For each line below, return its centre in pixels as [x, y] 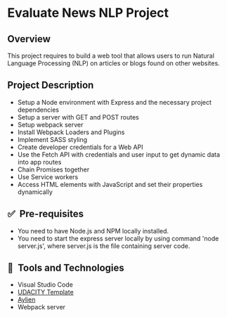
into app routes [39, 162]
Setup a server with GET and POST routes [78, 117]
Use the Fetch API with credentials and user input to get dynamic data [118, 154]
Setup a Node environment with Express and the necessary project [115, 102]
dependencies [38, 110]
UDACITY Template [45, 292]
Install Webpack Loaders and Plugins [71, 132]
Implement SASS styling [52, 139]
